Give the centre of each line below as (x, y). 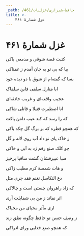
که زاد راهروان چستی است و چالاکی (40, 188)
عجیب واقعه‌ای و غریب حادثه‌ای (35, 99)
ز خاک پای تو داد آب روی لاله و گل (38, 138)
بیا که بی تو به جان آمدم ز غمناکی (37, 69)
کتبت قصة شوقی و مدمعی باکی (36, 59)
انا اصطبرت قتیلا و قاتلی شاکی (34, 109)
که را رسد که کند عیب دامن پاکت (37, 119)
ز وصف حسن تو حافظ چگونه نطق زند (41, 218)
